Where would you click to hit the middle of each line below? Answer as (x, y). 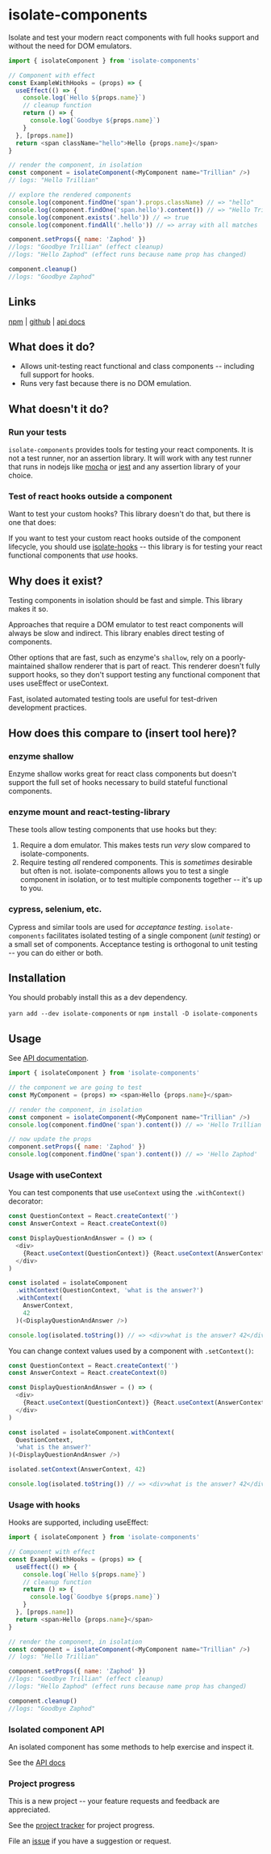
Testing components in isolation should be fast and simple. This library (126, 600)
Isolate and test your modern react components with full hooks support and (134, 37)
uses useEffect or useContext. (58, 683)
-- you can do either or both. (56, 952)
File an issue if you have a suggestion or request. (90, 1841)
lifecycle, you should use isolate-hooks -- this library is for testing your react (135, 547)
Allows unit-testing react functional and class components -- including (137, 367)
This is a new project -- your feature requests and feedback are (114, 1801)
